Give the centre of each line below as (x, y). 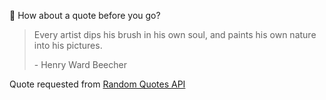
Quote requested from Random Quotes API (97, 84)
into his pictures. (68, 45)
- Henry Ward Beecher (80, 64)
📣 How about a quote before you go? (85, 15)
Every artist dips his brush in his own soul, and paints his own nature (175, 34)
